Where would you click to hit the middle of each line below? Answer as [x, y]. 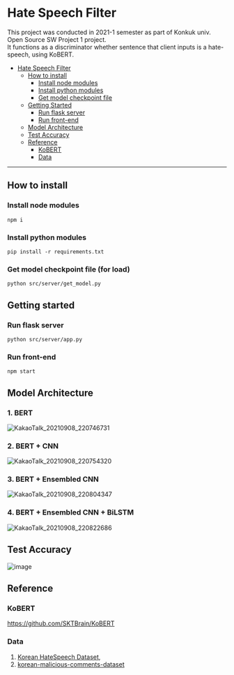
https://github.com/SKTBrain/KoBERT [61, 623]
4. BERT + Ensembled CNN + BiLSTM [71, 512]
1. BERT [20, 413]
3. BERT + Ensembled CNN [53, 480]
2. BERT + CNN [33, 446]
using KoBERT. [53, 54]
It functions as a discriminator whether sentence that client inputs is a [107, 47]
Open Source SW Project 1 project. [57, 39]
